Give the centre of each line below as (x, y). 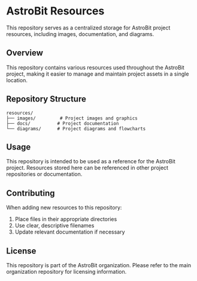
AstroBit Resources (55, 11)
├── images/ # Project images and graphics (72, 118)
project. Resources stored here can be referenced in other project (87, 168)
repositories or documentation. (44, 174)
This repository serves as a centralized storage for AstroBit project (88, 28)
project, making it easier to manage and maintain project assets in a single (98, 74)
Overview (25, 53)
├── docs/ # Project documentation (63, 123)
